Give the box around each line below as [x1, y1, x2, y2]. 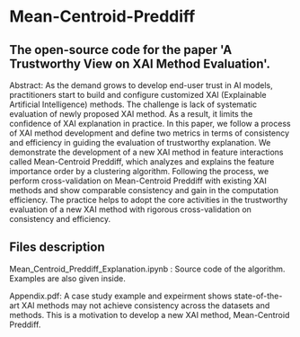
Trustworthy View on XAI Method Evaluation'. [9, 56, 271, 71]
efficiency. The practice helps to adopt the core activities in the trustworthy [9, 195, 288, 205]
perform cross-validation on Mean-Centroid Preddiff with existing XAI [9, 175, 267, 186]
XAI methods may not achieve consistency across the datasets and [21, 299, 270, 311]
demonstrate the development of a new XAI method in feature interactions [9, 146, 284, 157]
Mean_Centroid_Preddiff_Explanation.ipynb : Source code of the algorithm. [9, 263, 286, 274]
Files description [9, 240, 105, 255]
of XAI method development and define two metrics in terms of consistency [9, 128, 290, 138]
